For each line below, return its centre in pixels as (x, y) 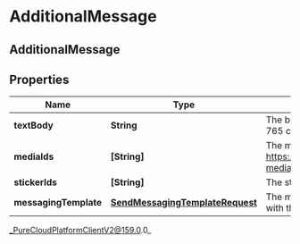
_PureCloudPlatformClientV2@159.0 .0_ (80, 231)
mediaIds (34, 156)
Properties (39, 79)
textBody (33, 125)
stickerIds (36, 182)
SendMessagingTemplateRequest (183, 203)
